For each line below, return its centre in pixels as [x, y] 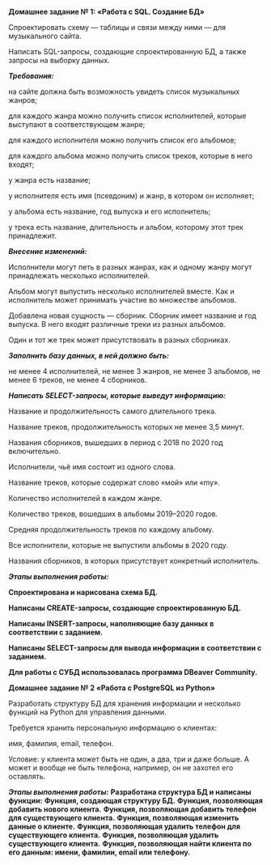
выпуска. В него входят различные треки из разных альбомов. [117, 324]
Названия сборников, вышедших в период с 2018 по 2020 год [116, 443]
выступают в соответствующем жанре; [77, 124]
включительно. [34, 451]
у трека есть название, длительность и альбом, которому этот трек [126, 227]
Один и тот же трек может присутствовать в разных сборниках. [119, 340]
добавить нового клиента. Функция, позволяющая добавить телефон [132, 809]
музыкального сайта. [45, 36]
